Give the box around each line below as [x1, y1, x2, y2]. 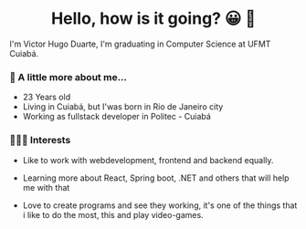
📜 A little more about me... [9, 70, 128, 83]
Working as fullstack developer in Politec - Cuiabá [22, 111, 212, 122]
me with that [22, 182, 70, 193]
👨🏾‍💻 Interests [9, 134, 71, 147]
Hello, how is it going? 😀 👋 [50, 8, 257, 29]
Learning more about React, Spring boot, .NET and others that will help [22, 172, 290, 183]
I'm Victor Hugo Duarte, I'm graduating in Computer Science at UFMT [9, 38, 271, 49]
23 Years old [22, 91, 71, 103]
